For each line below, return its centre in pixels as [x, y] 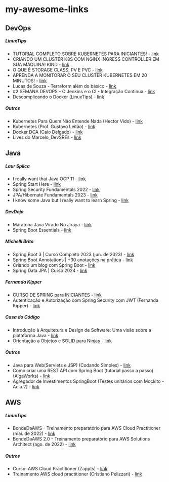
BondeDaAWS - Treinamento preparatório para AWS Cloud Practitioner [87, 428]
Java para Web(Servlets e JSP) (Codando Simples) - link [72, 365]
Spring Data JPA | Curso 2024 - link [50, 270]
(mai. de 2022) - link [34, 433]
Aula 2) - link [26, 386]
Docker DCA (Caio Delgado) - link [48, 132]
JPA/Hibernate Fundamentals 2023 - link [55, 195]
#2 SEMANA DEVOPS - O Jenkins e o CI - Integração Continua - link [84, 91]
